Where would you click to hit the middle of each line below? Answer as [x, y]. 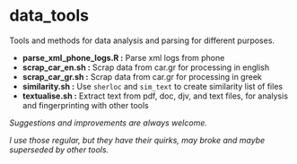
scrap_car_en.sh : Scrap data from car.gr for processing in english [146, 67]
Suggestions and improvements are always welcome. [109, 123]
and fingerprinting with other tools [86, 105]
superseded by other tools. [59, 150]
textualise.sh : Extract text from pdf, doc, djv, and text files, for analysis [155, 96]
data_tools [49, 16]
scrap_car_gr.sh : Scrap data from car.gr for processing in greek [142, 76]
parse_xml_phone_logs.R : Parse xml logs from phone [123, 57]
